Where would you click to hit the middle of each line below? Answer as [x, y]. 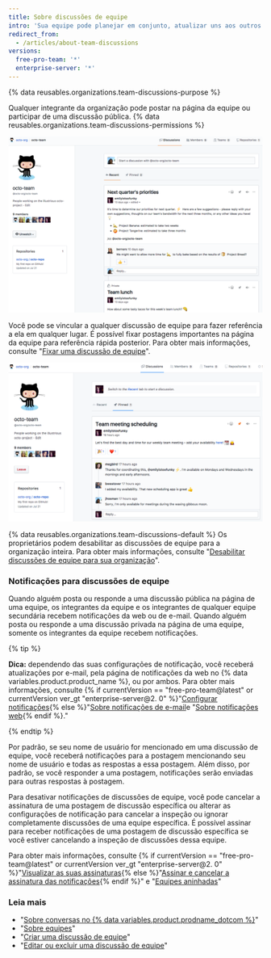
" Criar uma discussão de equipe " [75, 937]
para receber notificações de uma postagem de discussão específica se [128, 831]
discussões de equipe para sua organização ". [84, 560]
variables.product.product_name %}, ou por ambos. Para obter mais [122, 682]
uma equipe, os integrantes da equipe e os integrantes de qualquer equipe [132, 607]
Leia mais [27, 902]
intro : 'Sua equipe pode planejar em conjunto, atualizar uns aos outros [135, 25]
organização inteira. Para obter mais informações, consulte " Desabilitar [127, 551]
